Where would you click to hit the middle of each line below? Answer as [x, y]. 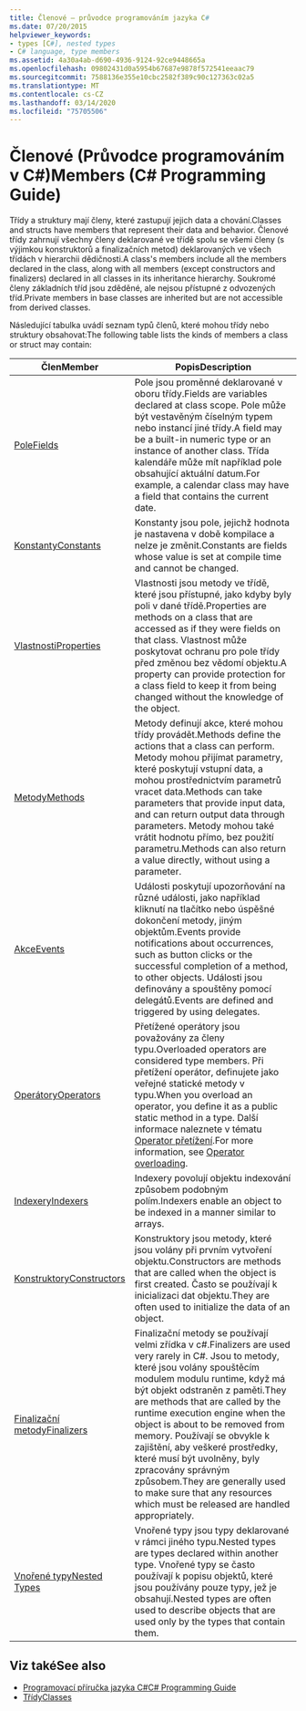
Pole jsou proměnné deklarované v [209, 382]
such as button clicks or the [194, 955]
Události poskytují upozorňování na [210, 887]
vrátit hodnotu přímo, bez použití [204, 837]
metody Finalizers [51, 1430]
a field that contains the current [201, 496]
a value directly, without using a [202, 860]
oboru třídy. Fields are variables [201, 394]
